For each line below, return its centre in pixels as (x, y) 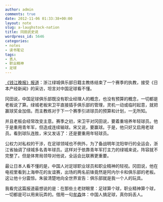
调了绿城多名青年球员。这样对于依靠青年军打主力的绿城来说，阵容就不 (88, 150)
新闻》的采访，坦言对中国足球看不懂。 (56, 88)
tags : (10, 54)
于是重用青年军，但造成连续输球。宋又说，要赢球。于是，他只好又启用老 (77, 127)
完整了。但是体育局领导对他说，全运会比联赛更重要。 (58, 156)
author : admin (19, 9)
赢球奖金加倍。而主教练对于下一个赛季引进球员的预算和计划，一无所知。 (77, 111)
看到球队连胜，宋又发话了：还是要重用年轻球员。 (62, 133)
